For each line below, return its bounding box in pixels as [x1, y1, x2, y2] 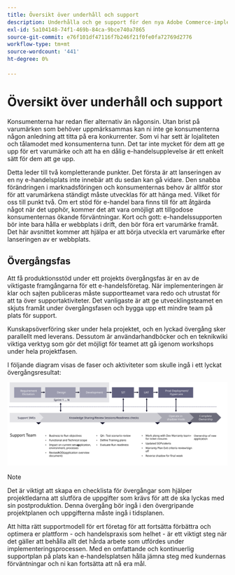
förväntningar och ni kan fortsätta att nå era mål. [7, 559, 147, 567]
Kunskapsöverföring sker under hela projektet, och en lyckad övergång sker [7, 324, 226, 333]
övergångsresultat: [7, 368, 62, 376]
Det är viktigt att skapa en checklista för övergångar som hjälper [7, 486, 192, 494]
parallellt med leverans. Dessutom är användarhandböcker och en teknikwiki [7, 332, 228, 340]
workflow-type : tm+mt [7, 41, 71, 48]
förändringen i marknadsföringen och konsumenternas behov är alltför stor [7, 183, 223, 191]
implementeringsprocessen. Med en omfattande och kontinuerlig [7, 544, 194, 553]
